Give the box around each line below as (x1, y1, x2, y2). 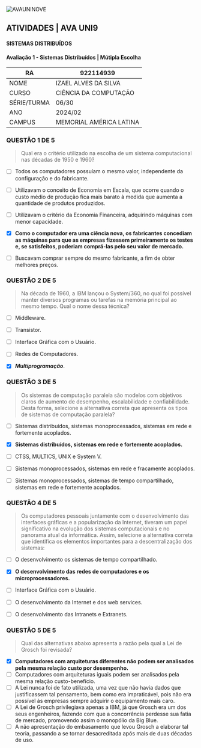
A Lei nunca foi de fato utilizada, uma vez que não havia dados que (14, 684, 181, 691)
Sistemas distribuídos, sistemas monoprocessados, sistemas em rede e (14, 422, 192, 429)
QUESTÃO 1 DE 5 (6, 136, 55, 144)
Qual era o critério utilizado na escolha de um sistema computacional (20, 150, 192, 157)
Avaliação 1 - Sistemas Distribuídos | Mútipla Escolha (6, 54, 141, 61)
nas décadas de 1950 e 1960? (20, 156, 95, 164)
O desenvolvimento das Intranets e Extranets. (14, 610, 128, 618)
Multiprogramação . (14, 363, 65, 370)
